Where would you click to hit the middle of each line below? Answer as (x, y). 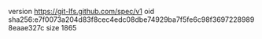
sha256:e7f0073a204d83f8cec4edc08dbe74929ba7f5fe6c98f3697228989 (131, 19)
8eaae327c (26, 28)
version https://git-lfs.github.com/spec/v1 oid (81, 11)
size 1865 (61, 28)
